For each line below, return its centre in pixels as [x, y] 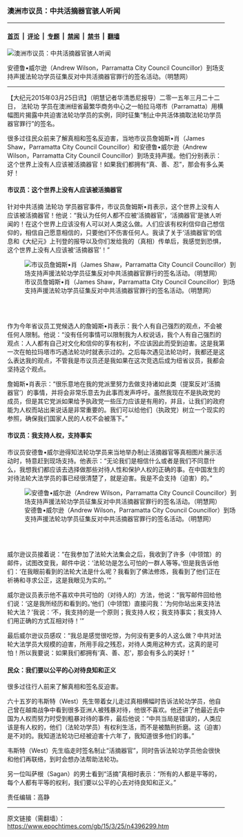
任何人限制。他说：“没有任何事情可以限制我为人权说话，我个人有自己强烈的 [115, 334]
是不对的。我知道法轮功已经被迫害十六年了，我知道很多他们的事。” [101, 736]
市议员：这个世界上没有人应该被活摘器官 [65, 190]
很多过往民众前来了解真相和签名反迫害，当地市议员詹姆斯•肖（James [106, 138]
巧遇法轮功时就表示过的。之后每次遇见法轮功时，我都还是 [137, 351]
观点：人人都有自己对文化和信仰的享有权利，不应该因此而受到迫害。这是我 [113, 343]
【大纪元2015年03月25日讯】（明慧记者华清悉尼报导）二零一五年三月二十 [110, 98]
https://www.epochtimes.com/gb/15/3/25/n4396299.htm [88, 826]
